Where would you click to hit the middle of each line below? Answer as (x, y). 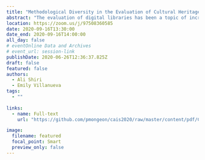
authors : (17, 74)
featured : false (27, 68)
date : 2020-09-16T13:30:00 (41, 29)
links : (15, 108)
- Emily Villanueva (37, 86)
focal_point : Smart (37, 142)
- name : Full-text (35, 114)
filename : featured (37, 136)
